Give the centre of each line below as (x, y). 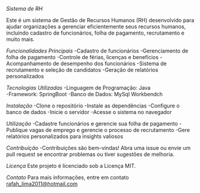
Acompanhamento (29, 63)
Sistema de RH (24, 9)
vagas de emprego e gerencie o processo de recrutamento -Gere (109, 130)
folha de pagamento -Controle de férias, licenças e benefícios (82, 57)
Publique (17, 130)
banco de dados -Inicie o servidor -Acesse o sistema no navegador (89, 112)
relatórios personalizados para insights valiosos (65, 136)
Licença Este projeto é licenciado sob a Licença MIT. (71, 166)
